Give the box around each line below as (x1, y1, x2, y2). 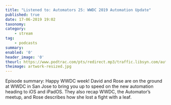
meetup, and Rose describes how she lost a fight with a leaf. (5, 94, 132, 100)
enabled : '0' (5, 50, 33, 55)
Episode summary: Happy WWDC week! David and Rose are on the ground (5, 78, 163, 84)
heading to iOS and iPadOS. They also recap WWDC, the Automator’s (5, 89, 151, 95)
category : (5, 26, 26, 31)
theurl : (5, 59, 22, 64)
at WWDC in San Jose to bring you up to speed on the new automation (5, 83, 154, 89)
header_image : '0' (5, 54, 44, 60)
